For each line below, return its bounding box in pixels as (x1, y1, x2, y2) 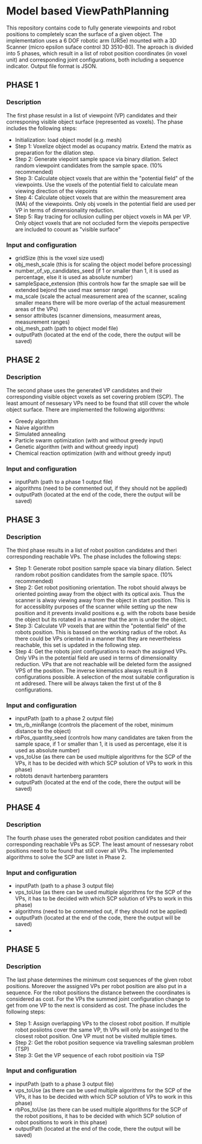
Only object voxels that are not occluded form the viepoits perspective (14, 219, 189, 226)
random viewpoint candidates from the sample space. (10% (14, 161, 163, 169)
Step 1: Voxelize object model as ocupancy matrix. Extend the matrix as (14, 143, 192, 150)
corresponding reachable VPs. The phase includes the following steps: (6, 552, 182, 560)
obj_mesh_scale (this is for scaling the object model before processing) (14, 261, 192, 268)
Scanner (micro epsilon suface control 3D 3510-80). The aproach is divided (6, 43, 194, 51)
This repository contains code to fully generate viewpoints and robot (6, 24, 176, 31)
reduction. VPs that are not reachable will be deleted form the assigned (14, 660, 192, 667)
